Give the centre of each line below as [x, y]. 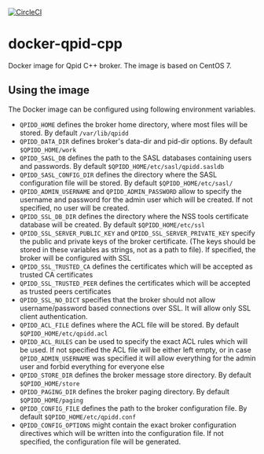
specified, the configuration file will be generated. [100, 441]
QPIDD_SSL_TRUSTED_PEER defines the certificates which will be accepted [135, 283]
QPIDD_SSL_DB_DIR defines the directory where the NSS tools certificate [134, 216]
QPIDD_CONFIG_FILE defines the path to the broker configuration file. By [133, 408]
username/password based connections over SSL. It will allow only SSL [135, 308]
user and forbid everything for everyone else [92, 366]
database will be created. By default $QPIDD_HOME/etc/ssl [112, 225]
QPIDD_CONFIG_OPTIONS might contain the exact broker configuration [128, 425]
